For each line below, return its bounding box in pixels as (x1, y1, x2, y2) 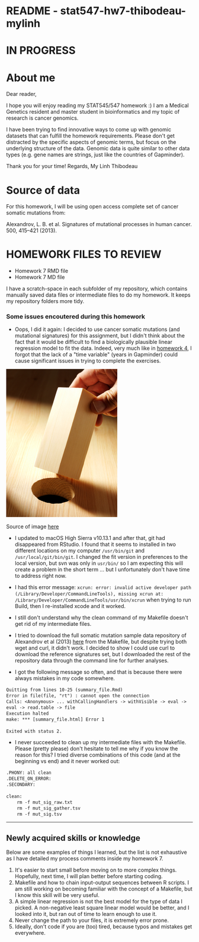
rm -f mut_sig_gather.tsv (17, 805, 81, 812)
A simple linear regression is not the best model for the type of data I (14, 898, 182, 905)
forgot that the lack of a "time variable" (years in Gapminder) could (14, 351, 178, 358)
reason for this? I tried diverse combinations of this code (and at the (14, 751, 181, 758)
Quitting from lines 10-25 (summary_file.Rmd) (6, 687, 123, 693)
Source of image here (6, 523, 59, 531)
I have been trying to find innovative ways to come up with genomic (6, 126, 172, 133)
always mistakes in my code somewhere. (14, 675, 115, 682)
